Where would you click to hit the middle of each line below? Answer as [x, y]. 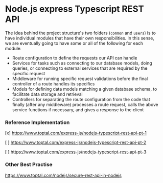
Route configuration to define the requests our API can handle [75, 58]
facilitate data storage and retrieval [47, 94]
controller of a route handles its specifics [53, 83]
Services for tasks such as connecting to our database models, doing [82, 63]
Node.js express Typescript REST [75, 9]
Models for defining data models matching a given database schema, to [84, 89]
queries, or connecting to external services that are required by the [80, 68]
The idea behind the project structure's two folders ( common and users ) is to [80, 33]
